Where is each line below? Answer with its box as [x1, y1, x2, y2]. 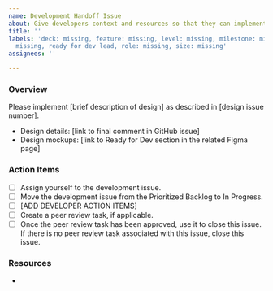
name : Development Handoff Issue [8, 11, 122, 20]
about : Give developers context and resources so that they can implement [8, 20, 267, 28]
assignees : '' [8, 50, 57, 58]
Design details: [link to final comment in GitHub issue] [19, 127, 201, 137]
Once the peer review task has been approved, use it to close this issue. [19, 219, 262, 228]
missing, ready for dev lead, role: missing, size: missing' [15, 42, 227, 50]
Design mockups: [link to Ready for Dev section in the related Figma [19, 135, 248, 145]
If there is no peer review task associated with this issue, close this [19, 228, 245, 238]
